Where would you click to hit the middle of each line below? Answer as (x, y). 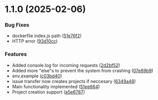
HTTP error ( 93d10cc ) (35, 41)
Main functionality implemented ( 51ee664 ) (56, 86)
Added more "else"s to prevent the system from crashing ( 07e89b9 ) (83, 70)
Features (16, 54)
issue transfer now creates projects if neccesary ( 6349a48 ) (74, 81)
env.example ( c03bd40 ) (37, 76)
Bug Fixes (17, 25)
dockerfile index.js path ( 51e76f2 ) (47, 36)
